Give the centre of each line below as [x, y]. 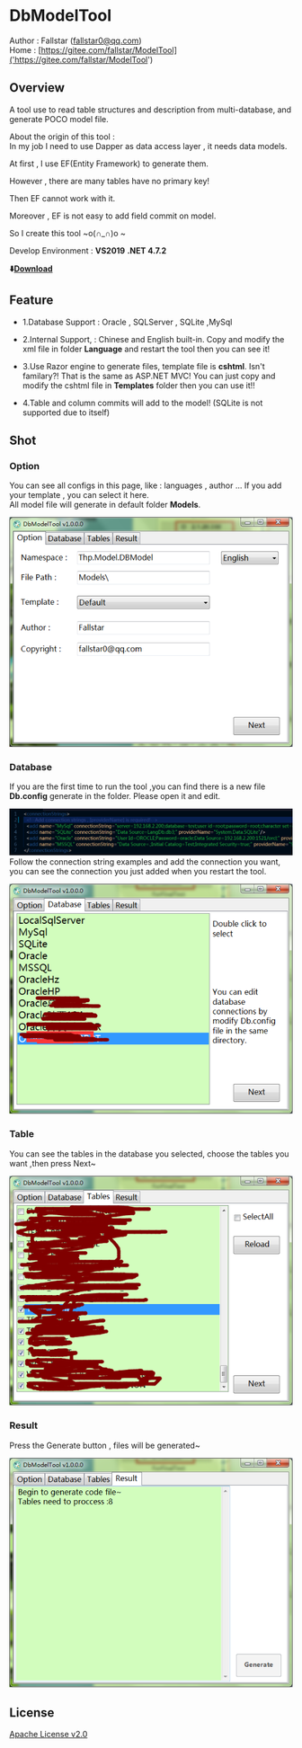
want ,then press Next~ [53, 1163]
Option [25, 466]
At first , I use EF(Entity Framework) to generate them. [109, 164]
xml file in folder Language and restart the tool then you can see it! [146, 349]
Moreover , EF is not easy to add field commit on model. [113, 216]
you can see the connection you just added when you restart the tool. [138, 872]
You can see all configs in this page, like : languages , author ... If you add [146, 485]
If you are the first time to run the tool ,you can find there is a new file [138, 786]
